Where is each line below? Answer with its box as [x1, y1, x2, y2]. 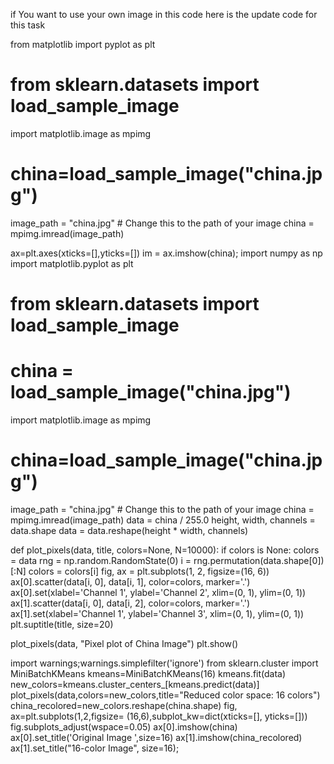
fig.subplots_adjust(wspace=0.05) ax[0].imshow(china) [10, 720, 238, 733]
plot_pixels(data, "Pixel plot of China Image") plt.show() [10, 637, 239, 649]
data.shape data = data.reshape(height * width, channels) [10, 524, 249, 536]
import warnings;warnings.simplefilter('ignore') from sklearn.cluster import [10, 657, 319, 669]
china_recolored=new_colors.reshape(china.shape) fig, [10, 699, 238, 711]
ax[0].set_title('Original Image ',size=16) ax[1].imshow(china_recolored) [10, 731, 303, 743]
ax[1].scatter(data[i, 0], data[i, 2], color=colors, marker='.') [10, 597, 251, 609]
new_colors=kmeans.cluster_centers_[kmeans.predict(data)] [10, 678, 260, 690]
